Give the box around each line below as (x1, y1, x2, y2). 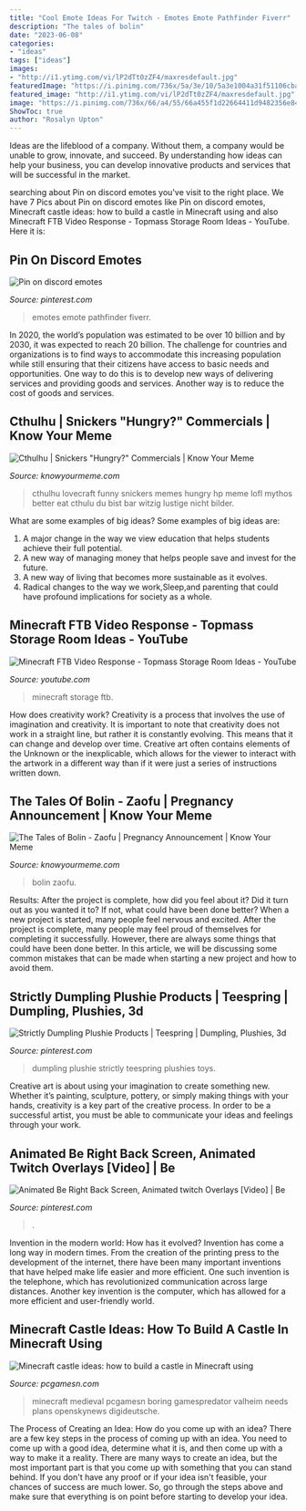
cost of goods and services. (9, 387, 115, 398)
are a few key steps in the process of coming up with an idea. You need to (9, 1433, 288, 1443)
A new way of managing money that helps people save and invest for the (22, 552, 297, 563)
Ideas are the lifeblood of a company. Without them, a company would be (9, 141, 285, 151)
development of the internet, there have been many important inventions (9, 1256, 281, 1267)
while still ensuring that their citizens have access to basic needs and (9, 358, 270, 370)
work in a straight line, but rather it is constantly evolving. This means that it (9, 728, 293, 739)
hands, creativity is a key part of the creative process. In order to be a (9, 1100, 271, 1111)
